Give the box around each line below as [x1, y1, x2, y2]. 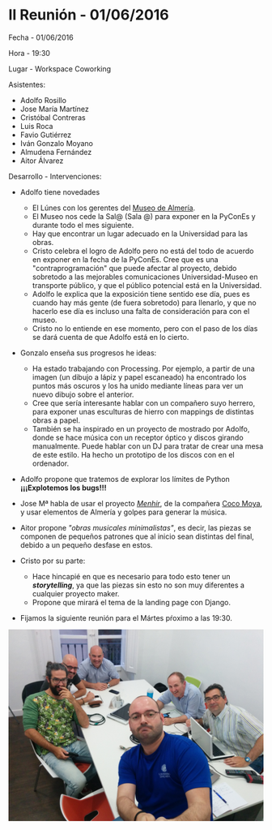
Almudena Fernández [19, 147, 92, 157]
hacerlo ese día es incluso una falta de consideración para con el [32, 306, 250, 316]
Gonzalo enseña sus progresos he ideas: [19, 347, 157, 358]
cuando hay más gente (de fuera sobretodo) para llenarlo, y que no [32, 298, 257, 307]
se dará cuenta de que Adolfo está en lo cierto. [32, 332, 189, 342]
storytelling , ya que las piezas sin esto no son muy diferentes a [32, 580, 245, 590]
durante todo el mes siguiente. [32, 220, 134, 230]
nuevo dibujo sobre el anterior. [32, 389, 134, 399]
